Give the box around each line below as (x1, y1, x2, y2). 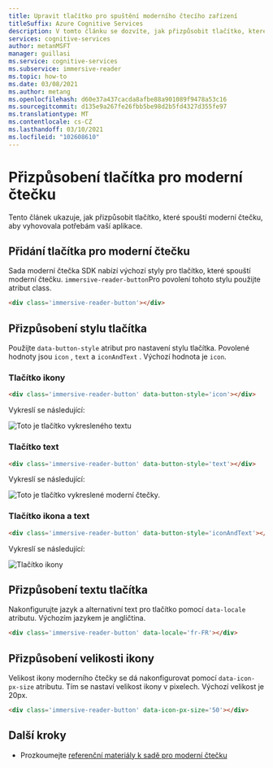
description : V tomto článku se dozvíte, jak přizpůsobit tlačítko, (8, 27, 245, 35)
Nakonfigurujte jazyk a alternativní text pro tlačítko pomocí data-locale (8, 604, 246, 614)
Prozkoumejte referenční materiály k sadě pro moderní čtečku (19, 750, 227, 760)
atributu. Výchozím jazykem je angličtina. (8, 613, 146, 623)
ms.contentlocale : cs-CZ (8, 118, 93, 126)
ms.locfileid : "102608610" (8, 133, 100, 141)
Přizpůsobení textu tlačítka (8, 583, 148, 596)
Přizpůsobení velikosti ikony (8, 652, 154, 665)
